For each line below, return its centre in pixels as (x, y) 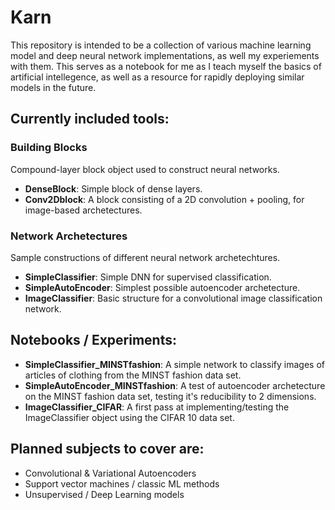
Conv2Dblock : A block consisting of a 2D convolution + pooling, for (164, 199)
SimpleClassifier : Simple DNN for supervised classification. (148, 277)
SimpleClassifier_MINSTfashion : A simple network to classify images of (174, 364)
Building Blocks (49, 148)
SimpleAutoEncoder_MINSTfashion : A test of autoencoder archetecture (175, 385)
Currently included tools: (90, 119)
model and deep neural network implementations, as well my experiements (165, 55)
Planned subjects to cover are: (107, 449)
